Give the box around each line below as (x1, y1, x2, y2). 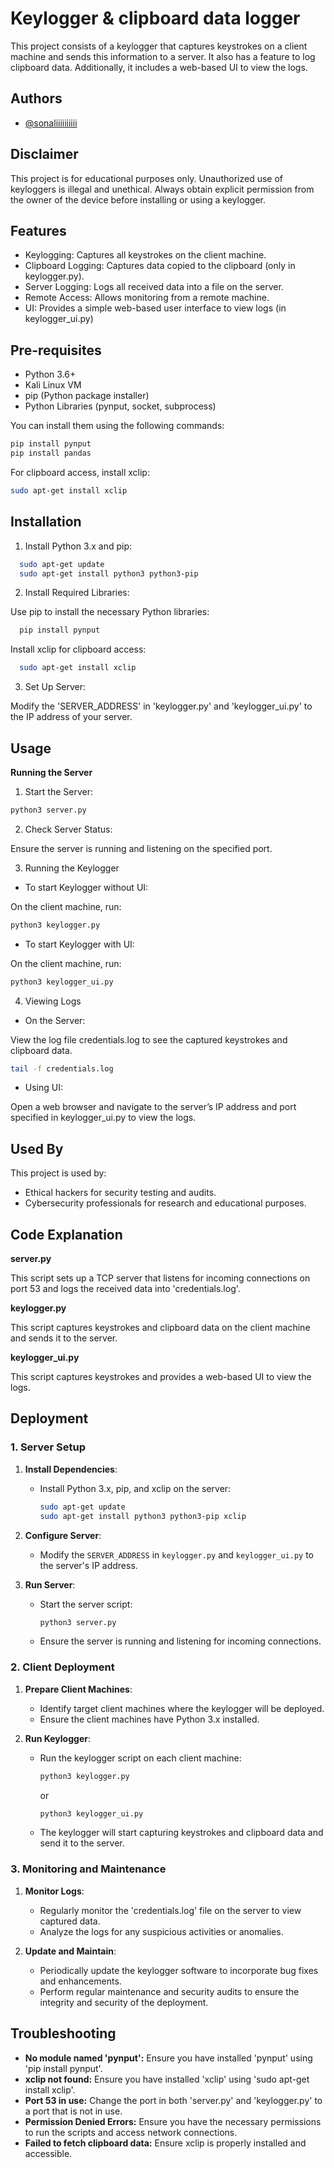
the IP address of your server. (10, 711, 133, 723)
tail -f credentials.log (10, 1063, 114, 1074)
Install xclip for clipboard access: (10, 643, 147, 656)
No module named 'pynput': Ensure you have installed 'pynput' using (24, 2052, 313, 2064)
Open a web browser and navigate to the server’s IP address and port (10, 1101, 297, 1113)
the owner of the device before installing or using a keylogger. (10, 193, 267, 206)
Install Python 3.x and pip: (24, 540, 133, 552)
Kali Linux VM (24, 379, 82, 391)
